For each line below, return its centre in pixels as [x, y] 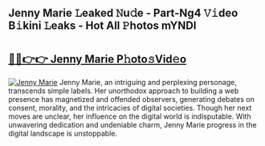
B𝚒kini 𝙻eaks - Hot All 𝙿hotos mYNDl [102, 26]
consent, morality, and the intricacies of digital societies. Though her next [130, 108]
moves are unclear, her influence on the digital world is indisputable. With [130, 116]
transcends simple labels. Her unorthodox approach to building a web [124, 91]
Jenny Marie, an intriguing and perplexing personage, [148, 82]
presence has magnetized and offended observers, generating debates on [131, 99]
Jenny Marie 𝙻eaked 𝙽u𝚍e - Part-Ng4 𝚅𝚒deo [123, 13]
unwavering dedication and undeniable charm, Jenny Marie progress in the [132, 125]
